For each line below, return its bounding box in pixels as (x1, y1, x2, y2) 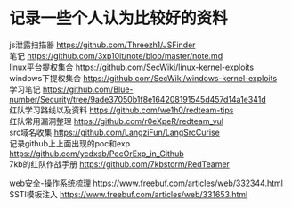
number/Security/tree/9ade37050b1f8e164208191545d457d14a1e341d (9, 94, 266, 104)
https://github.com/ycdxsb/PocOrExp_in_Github (9, 148, 184, 159)
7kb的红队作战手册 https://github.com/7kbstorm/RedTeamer (9, 158, 230, 170)
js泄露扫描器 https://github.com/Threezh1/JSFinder (9, 39, 196, 50)
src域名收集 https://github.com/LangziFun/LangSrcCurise (9, 127, 220, 137)
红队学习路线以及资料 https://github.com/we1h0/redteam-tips (9, 104, 234, 115)
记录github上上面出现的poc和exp (9, 137, 131, 148)
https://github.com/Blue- (42, 84, 134, 95)
